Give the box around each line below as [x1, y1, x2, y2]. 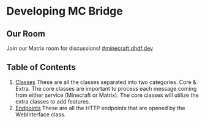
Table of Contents [6, 62, 76, 72]
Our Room [6, 29, 46, 39]
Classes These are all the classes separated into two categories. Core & [15, 78, 197, 86]
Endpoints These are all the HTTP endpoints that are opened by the [15, 104, 185, 111]
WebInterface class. [15, 111, 66, 118]
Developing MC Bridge [6, 4, 124, 18]
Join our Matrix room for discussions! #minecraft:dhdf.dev [6, 44, 154, 52]
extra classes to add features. [15, 97, 91, 105]
